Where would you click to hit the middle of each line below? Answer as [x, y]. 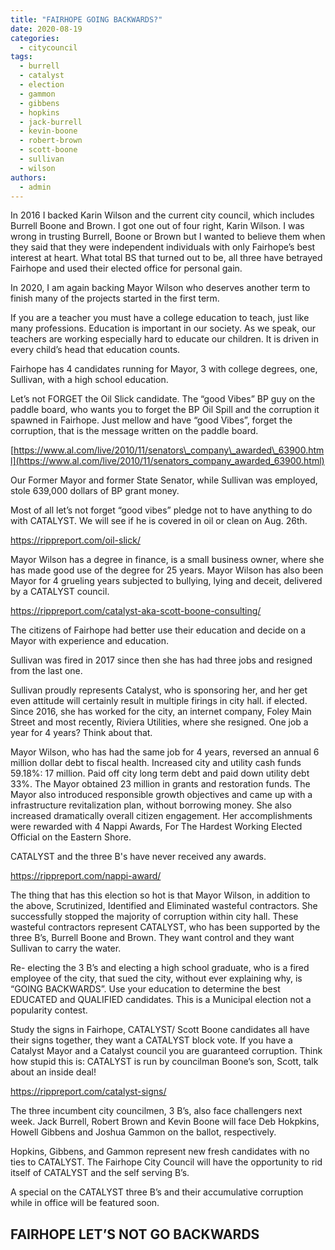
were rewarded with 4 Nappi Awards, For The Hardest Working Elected [156, 827]
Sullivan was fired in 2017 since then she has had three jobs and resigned [161, 660]
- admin [35, 187]
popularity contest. [49, 1010]
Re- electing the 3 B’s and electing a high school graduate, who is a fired [160, 968]
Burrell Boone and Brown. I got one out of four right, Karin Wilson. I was [157, 226]
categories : [35, 38]
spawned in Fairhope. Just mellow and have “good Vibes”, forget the [151, 420]
